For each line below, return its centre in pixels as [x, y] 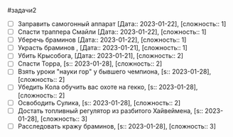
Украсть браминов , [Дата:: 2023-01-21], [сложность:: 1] [103, 48]
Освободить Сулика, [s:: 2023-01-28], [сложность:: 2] [99, 102]
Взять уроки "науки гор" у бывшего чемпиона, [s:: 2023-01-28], [114, 72]
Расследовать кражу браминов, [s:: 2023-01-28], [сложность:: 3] [117, 126]
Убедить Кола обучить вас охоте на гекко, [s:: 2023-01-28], [108, 87]
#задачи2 [22, 10]
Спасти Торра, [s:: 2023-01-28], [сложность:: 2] [90, 64]
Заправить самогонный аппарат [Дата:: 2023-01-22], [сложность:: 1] [122, 24]
